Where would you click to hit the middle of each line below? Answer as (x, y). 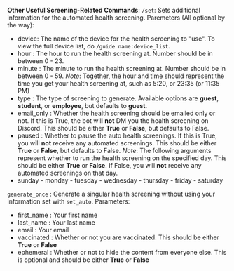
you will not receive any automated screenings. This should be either (117, 143)
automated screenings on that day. (67, 173)
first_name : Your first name (57, 215)
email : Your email (43, 230)
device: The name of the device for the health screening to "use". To (116, 39)
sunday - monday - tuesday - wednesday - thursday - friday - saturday (120, 180)
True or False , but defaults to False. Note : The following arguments (114, 151)
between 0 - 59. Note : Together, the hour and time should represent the (121, 76)
